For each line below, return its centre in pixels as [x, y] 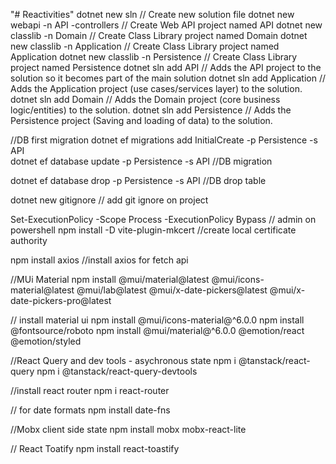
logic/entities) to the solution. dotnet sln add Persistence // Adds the [151, 110]
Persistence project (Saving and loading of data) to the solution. [141, 120]
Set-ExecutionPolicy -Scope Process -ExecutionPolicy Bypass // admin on [163, 219]
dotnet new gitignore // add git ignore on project [109, 200]
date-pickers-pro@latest [61, 300]
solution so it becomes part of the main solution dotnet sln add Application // [168, 78]
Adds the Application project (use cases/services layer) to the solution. [156, 88]
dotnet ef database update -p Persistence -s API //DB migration [141, 161]
